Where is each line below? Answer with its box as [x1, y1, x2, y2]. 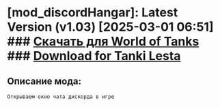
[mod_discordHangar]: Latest [7, 5, 178, 20]
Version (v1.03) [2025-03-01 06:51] [7, 19, 214, 35]
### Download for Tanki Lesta [7, 48, 181, 64]
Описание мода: [7, 75, 82, 87]
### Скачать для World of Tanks [7, 34, 200, 49]
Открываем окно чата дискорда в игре [7, 93, 115, 100]
